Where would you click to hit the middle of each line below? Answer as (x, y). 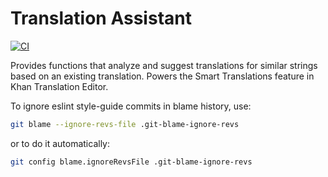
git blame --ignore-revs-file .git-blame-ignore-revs (125, 124)
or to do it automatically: (60, 143)
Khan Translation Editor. (59, 86)
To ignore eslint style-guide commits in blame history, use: (131, 106)
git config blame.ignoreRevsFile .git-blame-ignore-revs (131, 162)
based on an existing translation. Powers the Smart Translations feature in (162, 76)
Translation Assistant (101, 18)
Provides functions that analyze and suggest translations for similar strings (164, 65)
